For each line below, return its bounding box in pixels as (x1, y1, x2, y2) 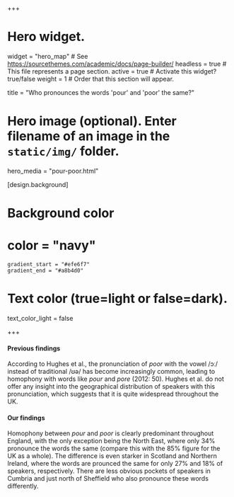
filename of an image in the (7, 128, 170, 144)
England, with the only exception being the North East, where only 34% (7, 437, 216, 445)
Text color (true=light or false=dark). (7, 291, 228, 307)
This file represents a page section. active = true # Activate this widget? (7, 67, 217, 75)
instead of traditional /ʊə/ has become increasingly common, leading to (7, 367, 216, 376)
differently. (7, 482, 39, 491)
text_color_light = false (7, 314, 74, 322)
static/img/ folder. (7, 143, 119, 159)
